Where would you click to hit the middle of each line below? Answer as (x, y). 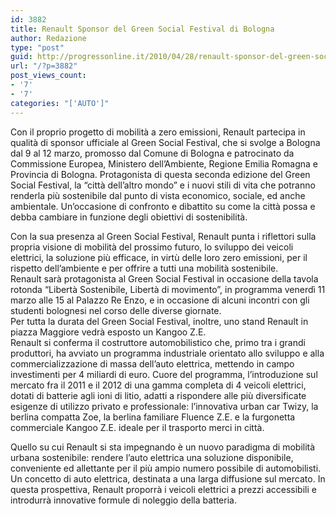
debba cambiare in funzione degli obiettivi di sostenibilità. (129, 217)
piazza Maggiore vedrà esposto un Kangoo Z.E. (108, 332)
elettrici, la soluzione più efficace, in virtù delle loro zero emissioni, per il (159, 257)
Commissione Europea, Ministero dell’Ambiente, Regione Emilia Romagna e (164, 163)
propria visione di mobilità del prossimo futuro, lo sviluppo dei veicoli (152, 247)
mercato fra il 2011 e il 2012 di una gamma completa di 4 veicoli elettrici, (158, 385)
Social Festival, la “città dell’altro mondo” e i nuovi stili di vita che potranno (163, 185)
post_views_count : (48, 76)
